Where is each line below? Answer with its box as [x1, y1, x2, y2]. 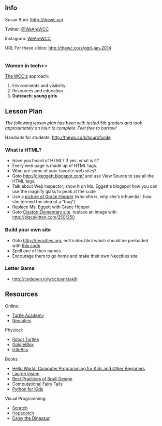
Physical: [5, 327, 23, 333]
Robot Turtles [12, 336, 39, 342]
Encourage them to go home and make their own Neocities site [12, 253, 138, 259]
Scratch [12, 405, 28, 410]
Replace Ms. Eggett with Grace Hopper [12, 204, 90, 210]
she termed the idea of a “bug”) [12, 199, 75, 205]
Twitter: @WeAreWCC [5, 26, 49, 32]
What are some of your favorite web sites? [12, 168, 97, 174]
